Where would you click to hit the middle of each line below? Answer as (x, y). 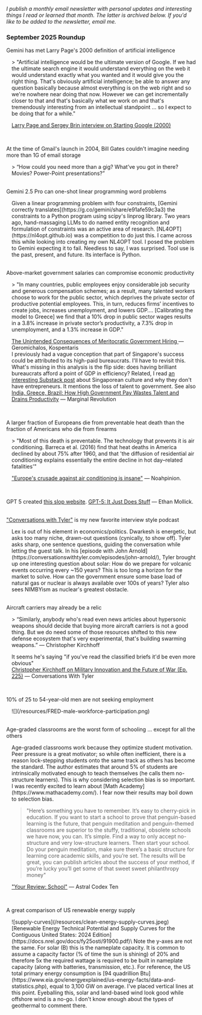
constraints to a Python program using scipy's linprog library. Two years (101, 216)
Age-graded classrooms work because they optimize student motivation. (102, 747)
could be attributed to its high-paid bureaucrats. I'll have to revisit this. (99, 361)
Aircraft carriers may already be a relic (54, 608)
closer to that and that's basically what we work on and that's (88, 101)
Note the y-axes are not (163, 941)
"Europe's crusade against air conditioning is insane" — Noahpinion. (96, 478)
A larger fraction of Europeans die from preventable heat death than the (96, 422)
